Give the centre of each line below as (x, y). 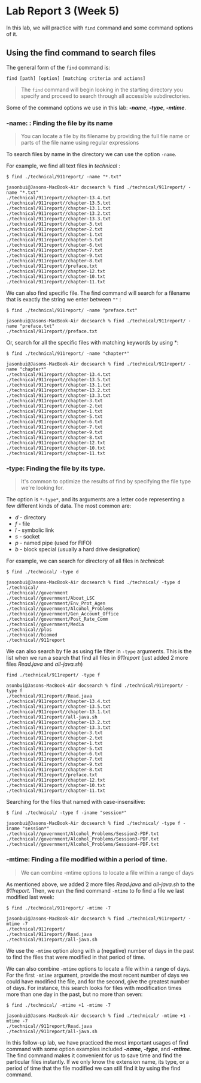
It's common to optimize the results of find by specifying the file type (106, 481)
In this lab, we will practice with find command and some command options (100, 28)
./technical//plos (29, 630)
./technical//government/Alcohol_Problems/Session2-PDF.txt (83, 834)
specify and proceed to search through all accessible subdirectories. (106, 96)
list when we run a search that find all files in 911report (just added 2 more (97, 658)
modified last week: (31, 897)
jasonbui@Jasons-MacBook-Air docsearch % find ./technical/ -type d (93, 583)
